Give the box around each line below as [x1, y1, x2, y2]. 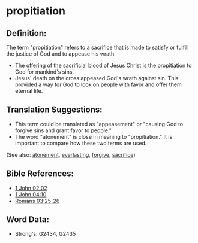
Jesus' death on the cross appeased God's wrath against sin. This [14, 75, 179, 81]
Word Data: [6, 214, 50, 225]
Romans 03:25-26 [14, 197, 60, 204]
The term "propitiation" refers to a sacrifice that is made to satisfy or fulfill [6, 44, 189, 51]
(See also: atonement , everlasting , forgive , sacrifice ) [6, 151, 136, 158]
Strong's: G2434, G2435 [14, 230, 76, 238]
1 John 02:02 [14, 184, 48, 192]
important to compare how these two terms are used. [14, 139, 147, 147]
